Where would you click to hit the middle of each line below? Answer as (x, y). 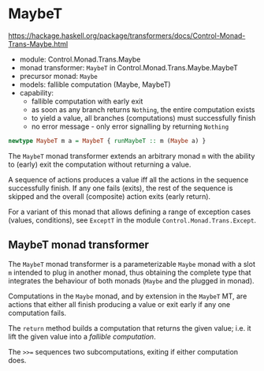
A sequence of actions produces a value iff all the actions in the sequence (128, 179)
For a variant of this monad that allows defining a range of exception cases (130, 212)
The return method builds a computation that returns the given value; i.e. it (130, 328)
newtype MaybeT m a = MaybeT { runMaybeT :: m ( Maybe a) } (107, 141)
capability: (36, 92)
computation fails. (37, 313)
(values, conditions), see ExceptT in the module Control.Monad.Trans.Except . (132, 220)
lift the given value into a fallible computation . (82, 336)
